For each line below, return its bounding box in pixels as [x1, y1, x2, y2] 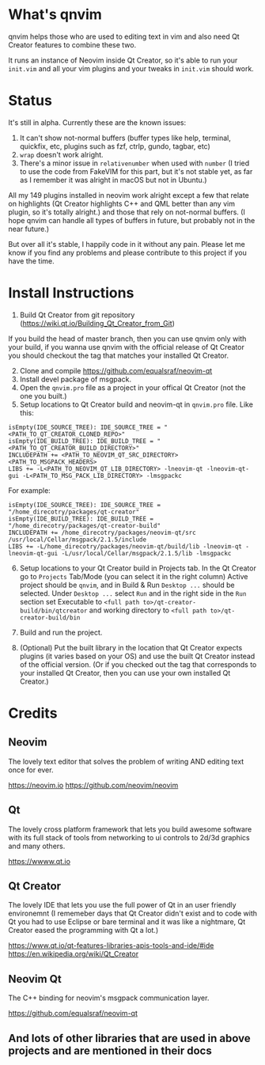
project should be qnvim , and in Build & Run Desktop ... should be [19, 580, 235, 589]
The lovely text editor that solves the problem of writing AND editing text [8, 756, 244, 766]
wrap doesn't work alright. [19, 150, 104, 159]
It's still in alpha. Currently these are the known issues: [8, 117, 187, 127]
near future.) [8, 224, 50, 233]
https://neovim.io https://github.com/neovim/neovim [8, 780, 179, 790]
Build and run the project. [19, 627, 103, 637]
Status [8, 92, 53, 110]
